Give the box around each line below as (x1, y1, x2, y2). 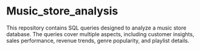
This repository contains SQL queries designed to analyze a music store (6, 24, 187, 31)
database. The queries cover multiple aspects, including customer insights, (6, 30, 195, 37)
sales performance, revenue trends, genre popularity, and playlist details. (6, 37, 190, 44)
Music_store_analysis (6, 4, 119, 18)
